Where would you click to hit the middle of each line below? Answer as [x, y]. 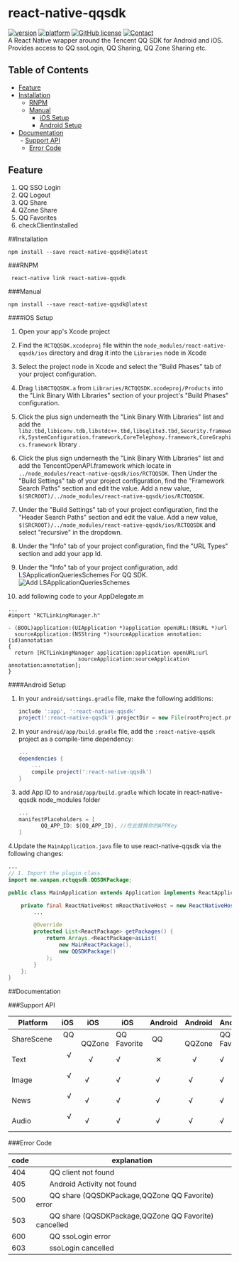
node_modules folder [70, 800]
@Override [48, 925]
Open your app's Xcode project [64, 331]
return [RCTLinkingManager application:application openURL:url [111, 653]
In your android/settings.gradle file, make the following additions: [116, 698]
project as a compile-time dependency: [76, 739]
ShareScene [32, 1039]
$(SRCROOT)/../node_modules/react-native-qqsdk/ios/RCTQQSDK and [117, 525]
